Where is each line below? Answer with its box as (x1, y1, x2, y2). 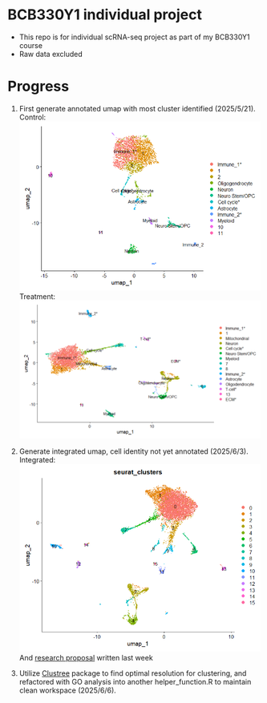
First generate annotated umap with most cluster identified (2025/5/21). (18, 103, 256, 113)
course (18, 40, 43, 50)
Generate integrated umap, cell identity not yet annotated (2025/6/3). (18, 446, 249, 456)
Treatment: (18, 291, 56, 301)
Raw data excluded (18, 49, 83, 59)
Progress (7, 78, 70, 95)
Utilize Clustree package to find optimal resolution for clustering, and (18, 669, 247, 678)
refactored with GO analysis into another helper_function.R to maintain (18, 677, 252, 687)
